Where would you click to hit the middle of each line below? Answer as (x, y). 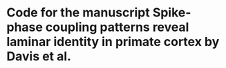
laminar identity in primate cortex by (113, 42)
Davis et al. (39, 57)
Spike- (172, 13)
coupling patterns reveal (117, 27)
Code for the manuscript (78, 13)
